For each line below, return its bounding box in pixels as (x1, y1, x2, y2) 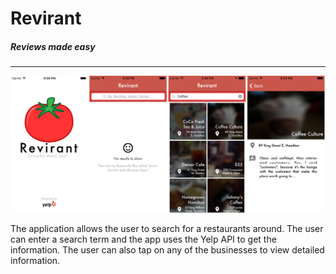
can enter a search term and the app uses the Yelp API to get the (10, 233, 277, 246)
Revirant (10, 7, 82, 30)
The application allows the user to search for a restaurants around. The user (10, 223, 324, 235)
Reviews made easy (10, 40, 96, 52)
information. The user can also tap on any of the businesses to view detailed (10, 244, 325, 256)
